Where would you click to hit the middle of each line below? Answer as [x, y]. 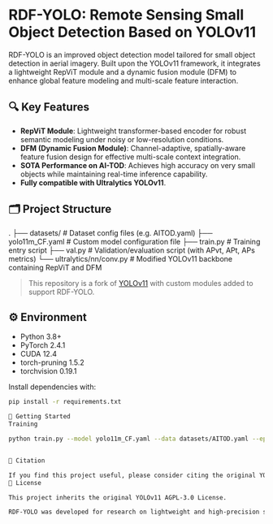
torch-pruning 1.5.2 [52, 362]
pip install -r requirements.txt [65, 402]
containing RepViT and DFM [55, 267]
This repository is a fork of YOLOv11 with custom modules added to [141, 283]
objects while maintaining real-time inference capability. [114, 174]
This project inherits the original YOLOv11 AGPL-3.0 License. [118, 497]
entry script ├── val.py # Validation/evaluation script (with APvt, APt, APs [132, 250]
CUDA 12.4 [38, 354]
